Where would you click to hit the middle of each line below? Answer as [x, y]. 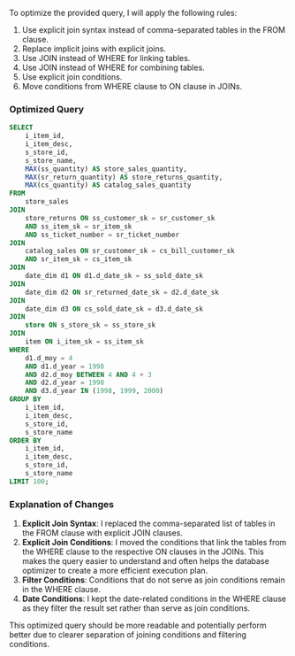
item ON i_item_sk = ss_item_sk [84, 342]
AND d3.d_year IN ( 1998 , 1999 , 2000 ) [95, 391]
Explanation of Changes [62, 504]
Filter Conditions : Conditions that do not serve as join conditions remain [153, 580]
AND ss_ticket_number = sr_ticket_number [102, 235]
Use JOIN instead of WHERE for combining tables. [113, 67]
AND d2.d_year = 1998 [64, 383]
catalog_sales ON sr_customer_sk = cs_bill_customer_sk [130, 251]
